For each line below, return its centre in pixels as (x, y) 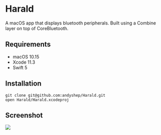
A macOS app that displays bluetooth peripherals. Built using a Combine (81, 23)
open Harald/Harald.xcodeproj (37, 100)
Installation (23, 84)
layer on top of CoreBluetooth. (37, 28)
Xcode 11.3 (24, 62)
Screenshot (24, 115)
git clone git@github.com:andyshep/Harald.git (55, 95)
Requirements (28, 45)
